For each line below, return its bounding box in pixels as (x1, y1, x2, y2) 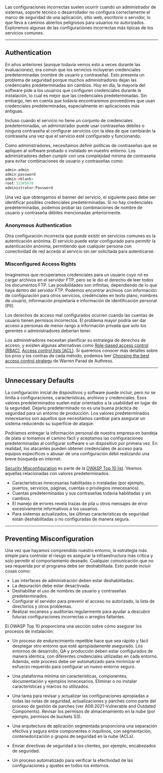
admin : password (5, 172, 36, 177)
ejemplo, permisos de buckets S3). (12, 714, 82, 719)
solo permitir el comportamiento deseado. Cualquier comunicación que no (5, 558, 154, 564)
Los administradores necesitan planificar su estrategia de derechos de (5, 337, 146, 343)
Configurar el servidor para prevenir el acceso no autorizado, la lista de (12, 598, 155, 604)
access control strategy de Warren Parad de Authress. (5, 358, 114, 364)
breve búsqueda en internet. (5, 456, 62, 461)
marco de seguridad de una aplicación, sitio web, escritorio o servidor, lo (5, 15, 151, 20)
